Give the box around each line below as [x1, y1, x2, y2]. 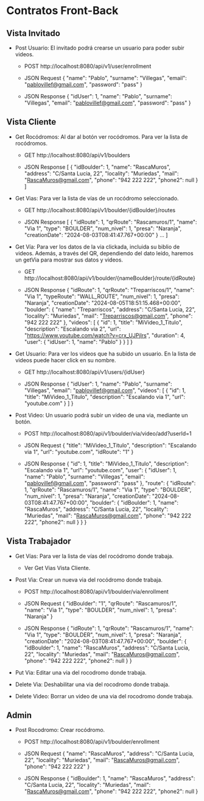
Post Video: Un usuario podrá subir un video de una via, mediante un [15, 411, 188, 419]
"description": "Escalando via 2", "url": [24, 325, 121, 332]
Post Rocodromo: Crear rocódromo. [15, 726, 105, 734]
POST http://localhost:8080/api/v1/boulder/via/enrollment [24, 588, 169, 595]
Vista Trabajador [6, 536, 71, 547]
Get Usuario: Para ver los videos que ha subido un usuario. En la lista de [15, 349, 196, 357]
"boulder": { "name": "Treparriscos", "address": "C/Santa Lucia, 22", [24, 305, 196, 313]
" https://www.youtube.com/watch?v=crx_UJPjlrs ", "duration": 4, [24, 331, 186, 339]
